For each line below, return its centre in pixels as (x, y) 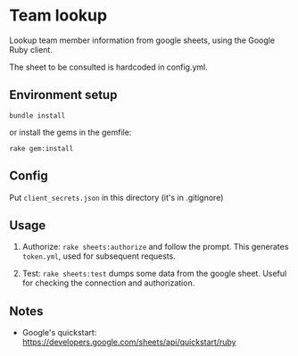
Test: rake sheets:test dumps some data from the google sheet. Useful (154, 274)
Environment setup (63, 95)
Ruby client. (31, 49)
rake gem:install (41, 148)
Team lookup (58, 16)
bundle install (37, 116)
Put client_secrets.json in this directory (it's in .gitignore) (116, 197)
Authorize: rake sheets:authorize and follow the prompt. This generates (155, 247)
